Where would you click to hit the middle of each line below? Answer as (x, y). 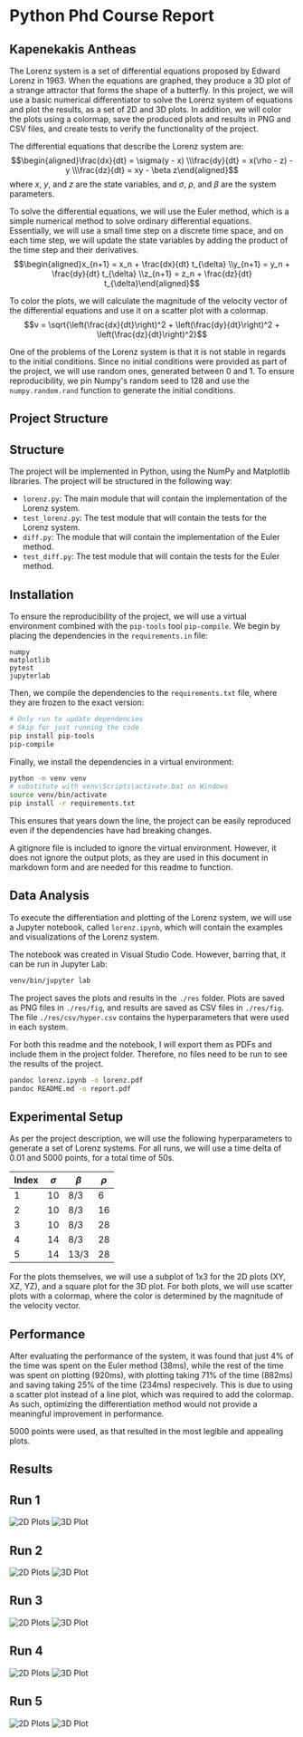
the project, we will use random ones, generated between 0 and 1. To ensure (152, 371)
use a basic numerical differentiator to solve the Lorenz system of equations (151, 100)
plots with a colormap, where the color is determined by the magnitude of (146, 1296)
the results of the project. (57, 1063)
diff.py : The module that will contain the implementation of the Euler (151, 537)
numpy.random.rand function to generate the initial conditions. (123, 390)
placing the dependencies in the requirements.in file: (109, 636)
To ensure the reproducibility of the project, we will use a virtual (128, 616)
